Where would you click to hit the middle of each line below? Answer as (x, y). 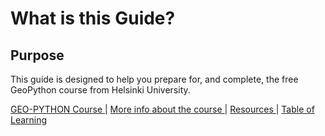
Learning (29, 120)
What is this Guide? (93, 18)
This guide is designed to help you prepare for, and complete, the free (154, 79)
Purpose (37, 55)
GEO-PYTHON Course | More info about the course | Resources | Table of (162, 109)
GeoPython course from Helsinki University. (100, 90)
